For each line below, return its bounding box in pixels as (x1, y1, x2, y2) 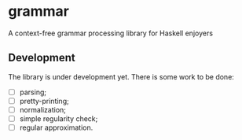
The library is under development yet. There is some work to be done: (8, 72, 234, 81)
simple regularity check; (19, 113, 98, 123)
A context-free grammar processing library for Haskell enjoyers (8, 28, 214, 38)
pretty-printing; (19, 96, 69, 105)
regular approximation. (19, 123, 93, 132)
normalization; (19, 105, 67, 114)
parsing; (19, 87, 47, 97)
